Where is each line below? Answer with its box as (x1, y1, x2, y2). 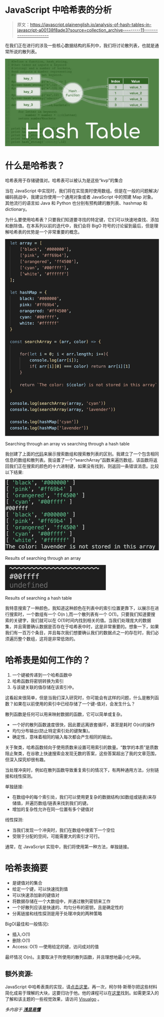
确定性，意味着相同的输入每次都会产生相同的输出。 (12, 734, 115, 740)
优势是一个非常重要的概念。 (26, 229, 82, 235)
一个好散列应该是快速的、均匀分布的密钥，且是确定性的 (12, 904, 123, 910)
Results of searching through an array (5, 555, 82, 561)
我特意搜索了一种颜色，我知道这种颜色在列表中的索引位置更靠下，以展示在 (5, 605, 155, 611)
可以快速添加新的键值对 (12, 892, 60, 898)
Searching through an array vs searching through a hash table (5, 441, 130, 446)
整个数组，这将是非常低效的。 (18, 636, 78, 642)
